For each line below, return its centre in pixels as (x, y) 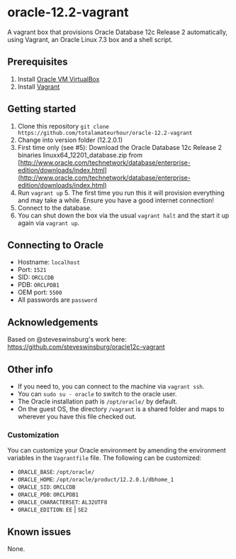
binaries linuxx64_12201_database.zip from (80, 155)
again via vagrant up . (49, 223)
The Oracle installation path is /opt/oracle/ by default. (97, 401)
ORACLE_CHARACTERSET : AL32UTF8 (62, 502)
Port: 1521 (32, 270)
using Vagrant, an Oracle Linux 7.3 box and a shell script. (90, 39)
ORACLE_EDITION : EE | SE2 (52, 509)
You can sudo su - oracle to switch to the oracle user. (97, 394)
